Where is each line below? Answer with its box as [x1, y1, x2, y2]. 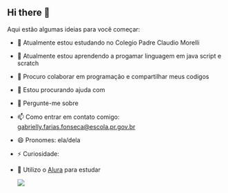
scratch [17, 59, 39, 67]
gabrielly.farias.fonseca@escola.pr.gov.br [17, 122, 136, 130]
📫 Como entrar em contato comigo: [17, 113, 120, 121]
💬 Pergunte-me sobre [17, 99, 79, 107]
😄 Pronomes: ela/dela [17, 135, 81, 144]
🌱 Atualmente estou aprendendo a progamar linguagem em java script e [17, 52, 222, 60]
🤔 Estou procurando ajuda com [17, 85, 105, 93]
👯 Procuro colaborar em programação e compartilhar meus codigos [17, 72, 209, 80]
